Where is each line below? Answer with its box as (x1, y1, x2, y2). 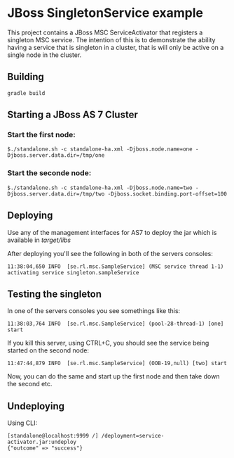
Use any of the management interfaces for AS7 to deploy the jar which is (7, 228, 217, 236)
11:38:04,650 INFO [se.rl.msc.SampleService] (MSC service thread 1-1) (7, 262, 224, 270)
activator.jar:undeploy (7, 438, 77, 446)
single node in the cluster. (7, 51, 82, 59)
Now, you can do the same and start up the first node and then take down (7, 372, 220, 381)
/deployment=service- (101, 433, 165, 440)
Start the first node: (7, 130, 76, 140)
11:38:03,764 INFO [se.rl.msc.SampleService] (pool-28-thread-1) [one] (7, 320, 224, 328)
